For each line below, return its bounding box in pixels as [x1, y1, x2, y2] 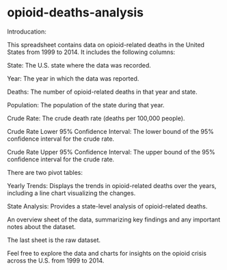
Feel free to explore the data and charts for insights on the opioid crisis [7, 249, 207, 257]
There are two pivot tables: [7, 168, 83, 176]
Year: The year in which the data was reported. [7, 74, 139, 83]
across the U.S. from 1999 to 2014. [7, 256, 105, 265]
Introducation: [7, 27, 46, 36]
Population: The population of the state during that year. [7, 100, 165, 109]
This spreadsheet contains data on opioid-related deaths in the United [7, 40, 205, 49]
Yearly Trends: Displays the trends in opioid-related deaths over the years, [7, 181, 217, 189]
